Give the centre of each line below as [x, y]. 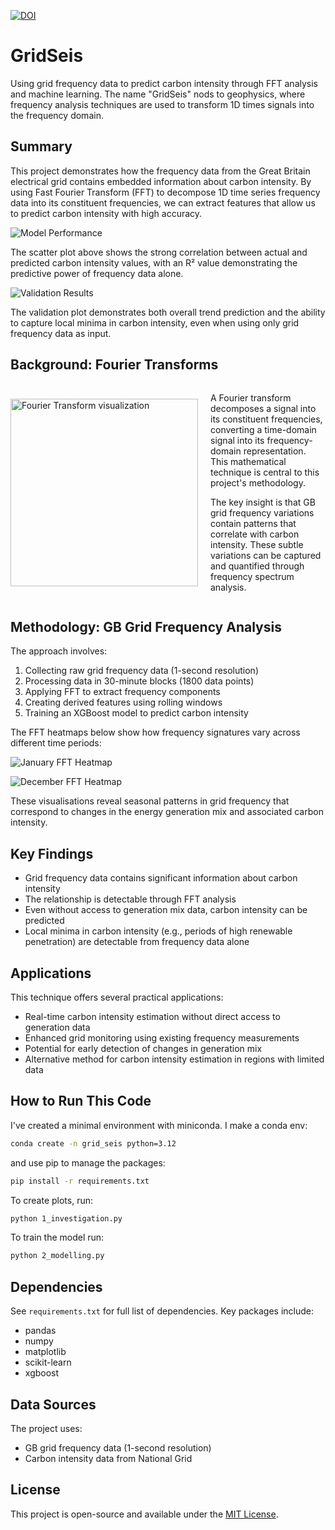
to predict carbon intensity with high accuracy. [106, 213]
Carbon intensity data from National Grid [108, 1458]
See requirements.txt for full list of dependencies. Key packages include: [162, 1311]
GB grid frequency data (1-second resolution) [118, 1447]
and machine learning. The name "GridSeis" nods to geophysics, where [158, 94]
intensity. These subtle [257, 544]
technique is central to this [265, 472]
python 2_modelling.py [57, 1256]
